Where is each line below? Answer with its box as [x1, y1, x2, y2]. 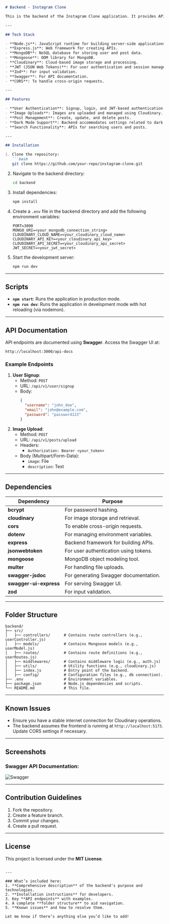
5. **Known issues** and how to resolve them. [5, 905, 105, 910]
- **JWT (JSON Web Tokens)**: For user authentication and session [5, 65, 150, 70]
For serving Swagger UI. [64, 580, 122, 587]
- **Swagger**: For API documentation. [5, 74, 89, 79]
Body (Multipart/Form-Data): [20, 453, 79, 459]
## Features [5, 97, 30, 102]
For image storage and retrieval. [64, 514, 140, 521]
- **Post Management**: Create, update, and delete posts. [5, 115, 132, 120]
